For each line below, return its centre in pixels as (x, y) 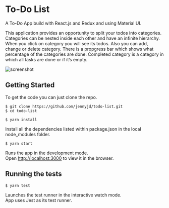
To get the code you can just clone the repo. (51, 97)
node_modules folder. (28, 134)
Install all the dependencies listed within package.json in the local (73, 129)
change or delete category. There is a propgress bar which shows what (79, 49)
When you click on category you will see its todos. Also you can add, (77, 43)
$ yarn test (18, 185)
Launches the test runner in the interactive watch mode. (64, 195)
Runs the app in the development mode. (47, 153)
